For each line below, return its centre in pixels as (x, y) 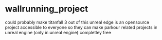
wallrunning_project (47, 9)
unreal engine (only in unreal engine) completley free (58, 32)
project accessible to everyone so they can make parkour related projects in (81, 27)
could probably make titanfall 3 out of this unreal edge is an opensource (77, 22)
